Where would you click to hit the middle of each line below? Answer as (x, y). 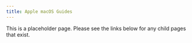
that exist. (18, 34)
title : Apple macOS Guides (39, 11)
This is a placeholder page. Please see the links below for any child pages (96, 28)
